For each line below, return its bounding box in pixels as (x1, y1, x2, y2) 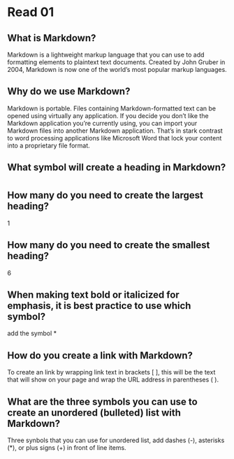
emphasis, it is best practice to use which (7, 300, 191, 312)
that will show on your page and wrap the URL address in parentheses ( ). (7, 375, 219, 384)
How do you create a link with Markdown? (7, 349, 193, 361)
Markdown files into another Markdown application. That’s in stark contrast (7, 126, 224, 135)
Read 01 (7, 4, 54, 20)
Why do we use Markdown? (7, 85, 131, 98)
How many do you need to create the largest (7, 189, 204, 201)
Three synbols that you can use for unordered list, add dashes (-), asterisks (7, 436, 225, 444)
